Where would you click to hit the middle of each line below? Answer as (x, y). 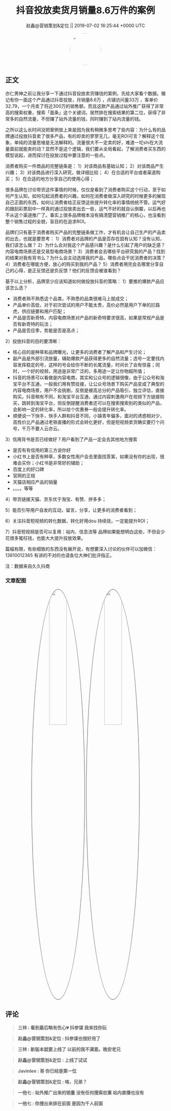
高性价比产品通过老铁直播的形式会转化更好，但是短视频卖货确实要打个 (86, 422)
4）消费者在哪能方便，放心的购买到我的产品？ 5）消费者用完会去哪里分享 (82, 264)
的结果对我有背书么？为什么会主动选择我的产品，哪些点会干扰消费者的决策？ (85, 257)
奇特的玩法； (40, 324)
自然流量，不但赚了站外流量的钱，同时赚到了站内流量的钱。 (81, 119)
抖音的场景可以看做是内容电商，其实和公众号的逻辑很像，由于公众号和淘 (88, 377)
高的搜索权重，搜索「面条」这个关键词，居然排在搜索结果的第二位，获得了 (83, 112)
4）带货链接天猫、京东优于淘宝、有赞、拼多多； (56, 499)
